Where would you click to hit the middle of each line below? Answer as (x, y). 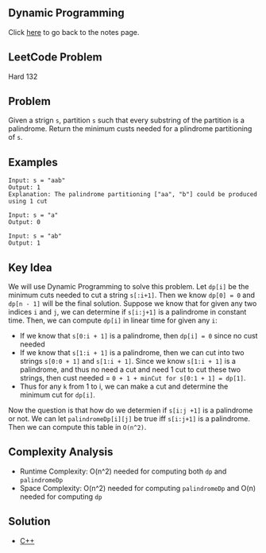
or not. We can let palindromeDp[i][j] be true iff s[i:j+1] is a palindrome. (129, 419)
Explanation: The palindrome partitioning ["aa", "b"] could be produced (133, 195)
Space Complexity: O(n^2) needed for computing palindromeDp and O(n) (138, 488)
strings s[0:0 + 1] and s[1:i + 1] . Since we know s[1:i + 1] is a (128, 362)
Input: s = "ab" (35, 236)
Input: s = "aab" (37, 181)
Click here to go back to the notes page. (74, 32)
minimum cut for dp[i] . (57, 395)
